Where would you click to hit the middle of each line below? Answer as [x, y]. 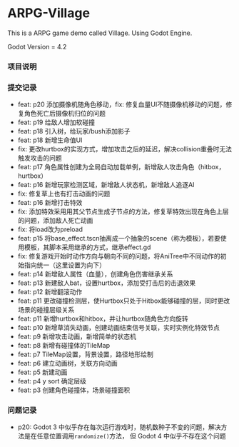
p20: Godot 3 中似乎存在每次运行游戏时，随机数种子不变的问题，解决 [119, 427]
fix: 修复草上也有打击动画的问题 [64, 194]
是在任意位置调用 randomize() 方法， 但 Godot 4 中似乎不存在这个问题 [125, 436]
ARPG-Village [49, 13]
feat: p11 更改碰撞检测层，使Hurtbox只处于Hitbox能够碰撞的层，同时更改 [124, 301]
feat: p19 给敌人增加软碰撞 [56, 122]
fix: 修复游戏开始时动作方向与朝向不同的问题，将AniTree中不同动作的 [119, 256]
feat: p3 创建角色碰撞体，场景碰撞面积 [74, 390]
